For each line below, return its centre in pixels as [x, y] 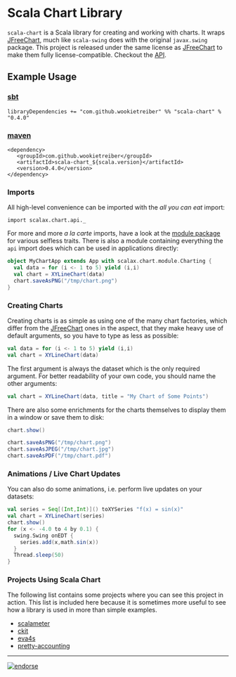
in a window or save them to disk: [56, 417]
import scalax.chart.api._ [47, 220]
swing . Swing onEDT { [44, 536]
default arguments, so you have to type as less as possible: [93, 335]
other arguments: [32, 383]
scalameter [34, 624]
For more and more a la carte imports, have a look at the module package [114, 233]
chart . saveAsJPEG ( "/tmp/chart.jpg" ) [61, 449]
